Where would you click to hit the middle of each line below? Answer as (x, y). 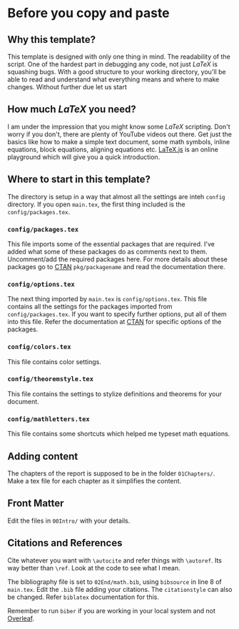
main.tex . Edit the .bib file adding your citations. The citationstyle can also (120, 589)
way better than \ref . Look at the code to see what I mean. (94, 568)
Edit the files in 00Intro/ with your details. (69, 520)
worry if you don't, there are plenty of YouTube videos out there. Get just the (119, 134)
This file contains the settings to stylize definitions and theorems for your (115, 393)
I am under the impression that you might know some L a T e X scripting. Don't (119, 126)
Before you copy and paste (88, 13)
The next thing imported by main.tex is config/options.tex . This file (107, 299)
